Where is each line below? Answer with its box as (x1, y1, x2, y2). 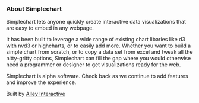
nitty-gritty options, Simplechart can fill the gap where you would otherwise (6, 55, 191, 62)
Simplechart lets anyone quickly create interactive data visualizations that (6, 18, 186, 25)
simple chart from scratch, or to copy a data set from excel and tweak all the (6, 49, 193, 56)
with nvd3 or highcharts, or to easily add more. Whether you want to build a (6, 42, 191, 49)
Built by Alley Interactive (6, 91, 65, 98)
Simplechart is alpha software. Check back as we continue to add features (6, 73, 188, 80)
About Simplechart (6, 5, 62, 13)
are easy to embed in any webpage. (6, 24, 94, 31)
